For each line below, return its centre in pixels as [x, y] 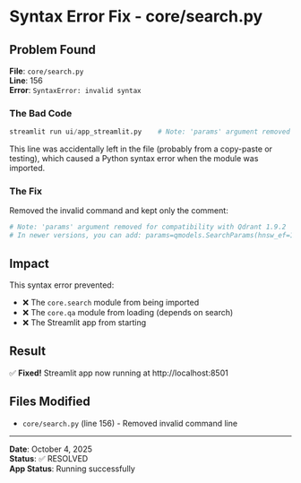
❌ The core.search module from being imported [111, 303]
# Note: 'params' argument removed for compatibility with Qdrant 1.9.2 [148, 227]
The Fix [26, 192]
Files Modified [50, 402]
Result [28, 351]
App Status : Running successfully [73, 469]
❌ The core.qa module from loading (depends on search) [128, 313]
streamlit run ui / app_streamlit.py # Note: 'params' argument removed [150, 132]
